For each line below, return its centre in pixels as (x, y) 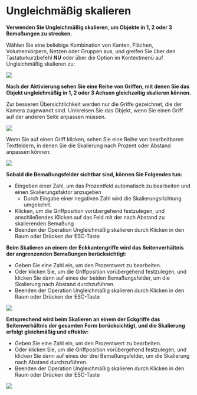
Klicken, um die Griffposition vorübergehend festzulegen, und (90, 211)
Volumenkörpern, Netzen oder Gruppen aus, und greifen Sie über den (91, 51)
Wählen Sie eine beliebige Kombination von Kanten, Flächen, (80, 45)
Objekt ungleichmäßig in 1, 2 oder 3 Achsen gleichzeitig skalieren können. (99, 92)
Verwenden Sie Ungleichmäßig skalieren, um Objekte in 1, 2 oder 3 (89, 27)
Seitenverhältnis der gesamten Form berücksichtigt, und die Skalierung (96, 325)
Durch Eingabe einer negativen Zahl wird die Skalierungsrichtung (102, 198)
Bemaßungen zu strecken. (39, 33)
